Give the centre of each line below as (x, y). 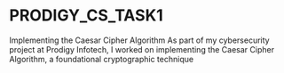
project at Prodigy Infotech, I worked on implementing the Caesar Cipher (142, 49)
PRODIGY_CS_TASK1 (87, 16)
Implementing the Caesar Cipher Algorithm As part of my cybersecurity (139, 40)
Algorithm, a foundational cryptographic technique (101, 59)
